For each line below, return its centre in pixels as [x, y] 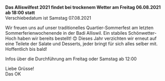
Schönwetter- [142, 33]
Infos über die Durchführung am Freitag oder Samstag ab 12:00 [71, 59]
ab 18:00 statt [20, 13]
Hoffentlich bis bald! [26, 49]
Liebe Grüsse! [20, 68]
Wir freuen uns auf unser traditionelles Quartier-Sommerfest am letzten [79, 28]
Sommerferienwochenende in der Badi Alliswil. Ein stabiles [66, 33]
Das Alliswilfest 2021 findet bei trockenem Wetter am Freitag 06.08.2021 [83, 7]
